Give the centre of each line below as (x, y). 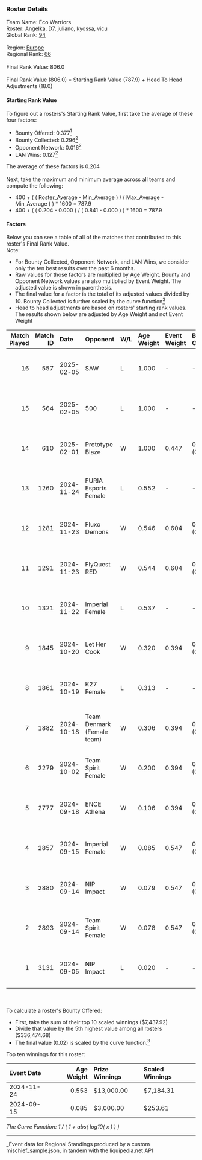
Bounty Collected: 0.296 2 (46, 139)
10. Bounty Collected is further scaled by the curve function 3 (90, 301)
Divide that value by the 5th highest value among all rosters (88, 1028)
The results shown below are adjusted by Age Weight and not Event (99, 314)
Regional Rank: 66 (29, 54)
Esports (96, 488)
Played (19, 343)
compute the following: (35, 186)
